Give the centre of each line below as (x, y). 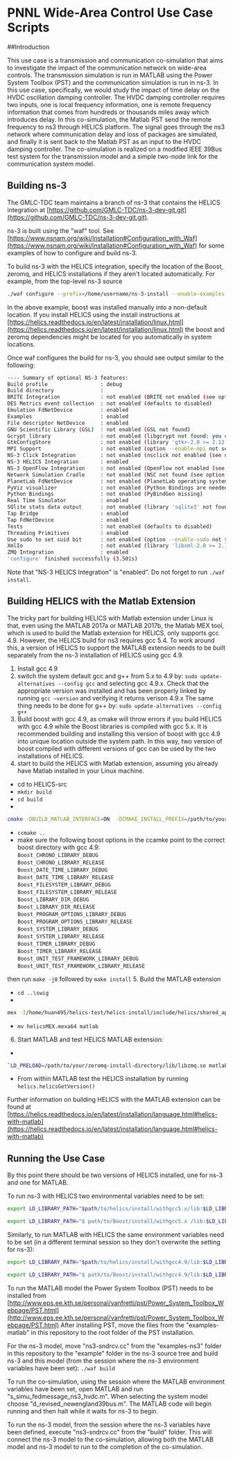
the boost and (205, 329)
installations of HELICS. (51, 755)
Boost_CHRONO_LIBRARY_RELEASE (61, 863)
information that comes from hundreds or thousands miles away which (108, 112)
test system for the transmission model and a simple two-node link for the (113, 156)
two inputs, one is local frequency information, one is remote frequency (109, 104)
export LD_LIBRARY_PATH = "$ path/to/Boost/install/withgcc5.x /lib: (107, 1221)
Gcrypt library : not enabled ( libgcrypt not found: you (114, 436)
